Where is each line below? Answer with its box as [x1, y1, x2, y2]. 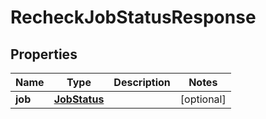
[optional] [179, 92, 227, 106]
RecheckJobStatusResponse [10, 6, 257, 29]
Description [113, 76, 171, 89]
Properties [10, 46, 78, 63]
